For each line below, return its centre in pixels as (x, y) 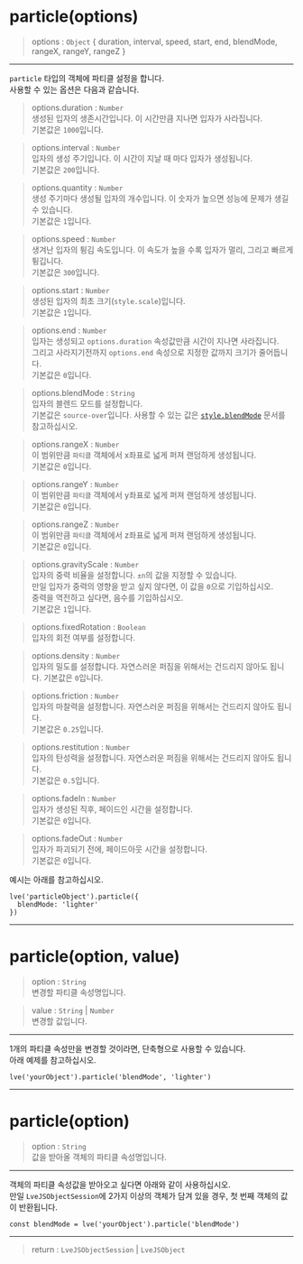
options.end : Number (69, 330)
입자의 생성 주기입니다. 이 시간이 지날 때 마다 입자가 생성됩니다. (142, 158)
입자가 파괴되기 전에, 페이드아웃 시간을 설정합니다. (119, 849)
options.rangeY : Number (75, 484)
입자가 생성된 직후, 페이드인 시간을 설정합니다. (112, 808)
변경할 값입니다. (59, 1020)
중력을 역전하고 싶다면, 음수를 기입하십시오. (107, 597)
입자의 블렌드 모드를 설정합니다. (87, 403)
